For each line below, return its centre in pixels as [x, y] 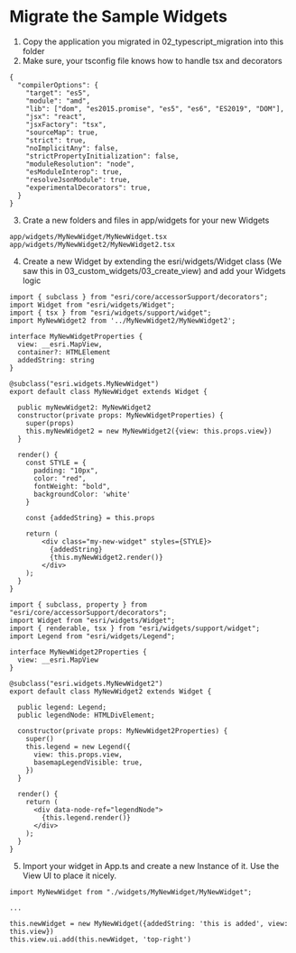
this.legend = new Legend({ [78, 747]
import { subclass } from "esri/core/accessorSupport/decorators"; [139, 297]
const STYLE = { [56, 463]
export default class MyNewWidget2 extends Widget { [111, 692]
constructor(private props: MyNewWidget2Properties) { [123, 731]
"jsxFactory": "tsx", [66, 124]
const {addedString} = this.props [90, 518]
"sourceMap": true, [62, 133]
